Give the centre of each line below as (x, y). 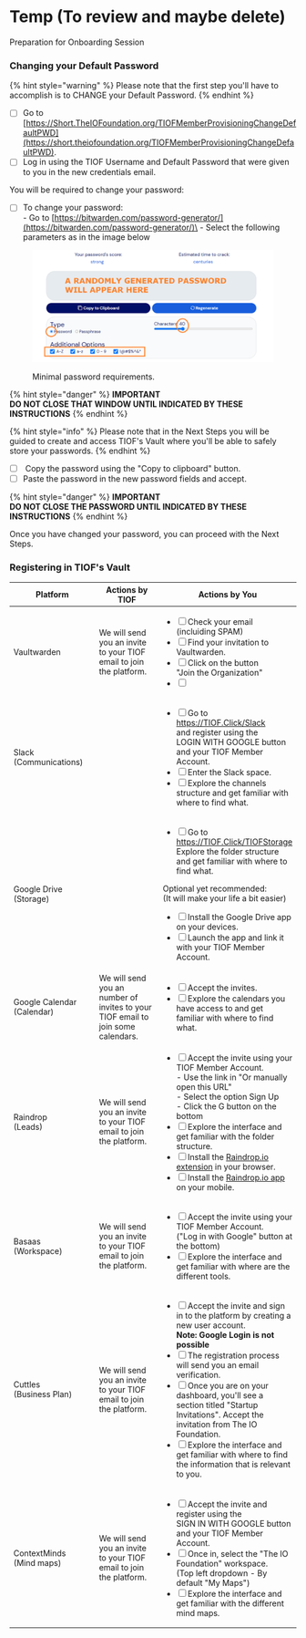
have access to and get (220, 1008)
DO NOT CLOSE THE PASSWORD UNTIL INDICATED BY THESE (128, 506)
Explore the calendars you (237, 998)
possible (193, 1345)
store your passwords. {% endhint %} (80, 451)
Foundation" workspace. (222, 1563)
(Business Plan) (43, 1394)
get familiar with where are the (233, 1267)
